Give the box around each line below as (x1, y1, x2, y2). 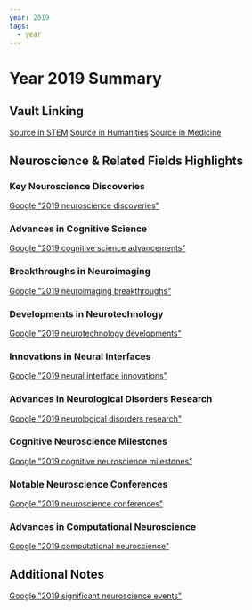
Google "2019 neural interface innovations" (9, 371, 167, 381)
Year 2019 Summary (9, 68, 162, 88)
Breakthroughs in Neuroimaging (9, 265, 151, 278)
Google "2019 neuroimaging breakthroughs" (9, 285, 172, 296)
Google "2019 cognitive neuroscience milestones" (9, 455, 193, 466)
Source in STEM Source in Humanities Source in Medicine (9, 127, 222, 138)
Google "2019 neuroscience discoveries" (9, 200, 160, 211)
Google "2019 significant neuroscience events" (9, 590, 183, 601)
